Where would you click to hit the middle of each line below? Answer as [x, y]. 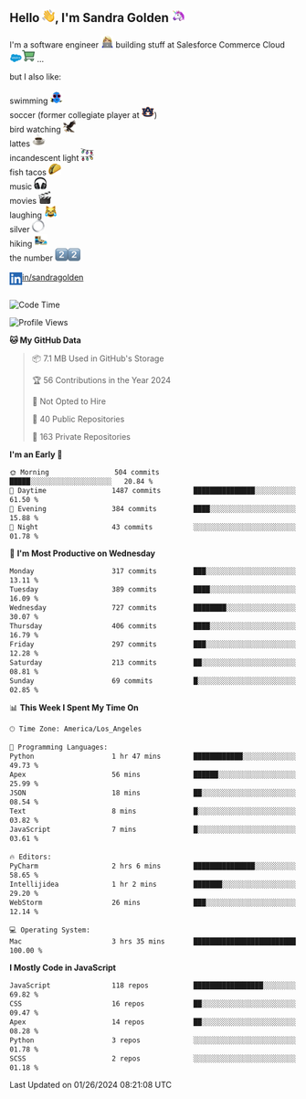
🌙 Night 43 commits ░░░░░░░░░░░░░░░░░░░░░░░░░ [153, 527]
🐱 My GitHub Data [46, 340]
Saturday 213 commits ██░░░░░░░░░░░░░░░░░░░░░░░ [153, 662]
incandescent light [44, 157]
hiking [21, 243]
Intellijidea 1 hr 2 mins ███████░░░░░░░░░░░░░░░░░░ [153, 884]
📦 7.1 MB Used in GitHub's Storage [98, 358]
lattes [20, 144]
